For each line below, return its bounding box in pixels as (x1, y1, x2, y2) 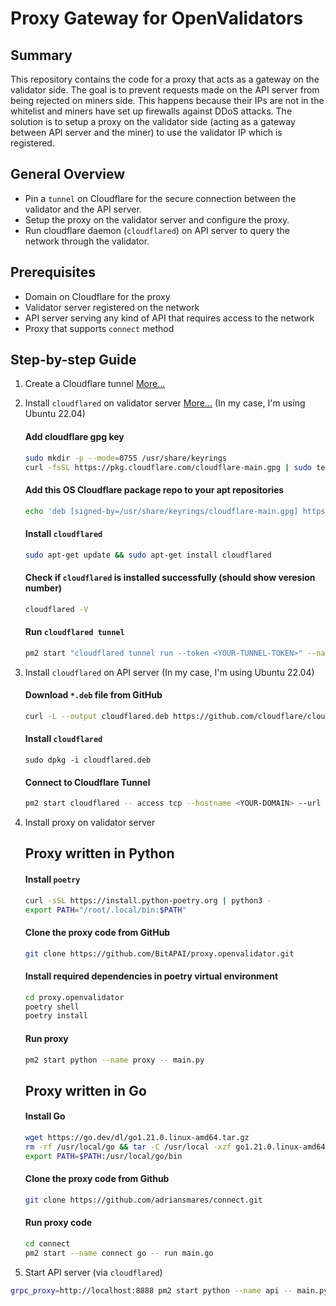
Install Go (24, 1110, 66, 1122)
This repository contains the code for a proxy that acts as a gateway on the (10, 73, 320, 85)
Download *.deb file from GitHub (24, 689, 163, 701)
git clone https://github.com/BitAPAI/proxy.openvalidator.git (24, 948, 295, 959)
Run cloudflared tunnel (24, 626, 125, 638)
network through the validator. (24, 235, 150, 247)
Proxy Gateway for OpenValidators (10, 7, 304, 30)
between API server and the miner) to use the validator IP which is (10, 127, 283, 138)
